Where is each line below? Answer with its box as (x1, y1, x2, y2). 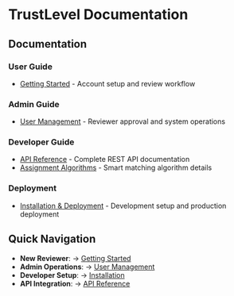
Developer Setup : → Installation (19, 270, 125, 279)
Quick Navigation (8, 233, 96, 246)
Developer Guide (8, 136, 75, 148)
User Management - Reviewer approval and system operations (19, 117, 225, 126)
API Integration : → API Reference (19, 279, 131, 288)
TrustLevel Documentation (8, 6, 189, 24)
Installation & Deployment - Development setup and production (19, 201, 227, 210)
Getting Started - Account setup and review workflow (19, 79, 196, 88)
